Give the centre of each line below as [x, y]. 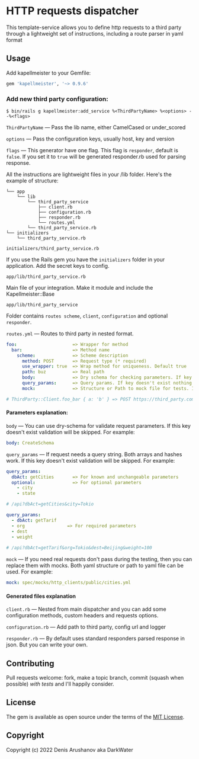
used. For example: [30, 572]
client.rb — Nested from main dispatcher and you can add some [86, 609]
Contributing [30, 663]
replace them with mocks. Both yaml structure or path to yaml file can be [95, 566]
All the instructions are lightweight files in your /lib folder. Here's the [89, 174]
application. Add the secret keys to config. [58, 265]
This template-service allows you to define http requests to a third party [94, 27]
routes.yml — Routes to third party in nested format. [70, 334]
